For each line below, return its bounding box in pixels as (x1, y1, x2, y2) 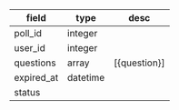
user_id (14, 42, 45, 54)
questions (14, 56, 56, 69)
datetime (66, 72, 105, 84)
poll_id (14, 27, 43, 39)
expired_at (14, 72, 59, 84)
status (14, 86, 41, 98)
